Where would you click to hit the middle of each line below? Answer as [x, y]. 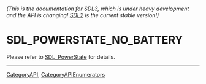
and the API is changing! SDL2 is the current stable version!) [83, 15]
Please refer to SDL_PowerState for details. [61, 57]
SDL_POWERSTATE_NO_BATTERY [95, 40]
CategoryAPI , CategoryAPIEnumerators [56, 74]
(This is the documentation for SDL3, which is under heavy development [98, 9]
